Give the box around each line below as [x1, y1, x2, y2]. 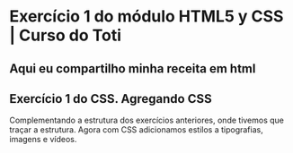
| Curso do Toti [9, 25, 122, 46]
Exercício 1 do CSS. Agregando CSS [9, 91, 213, 106]
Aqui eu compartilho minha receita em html [9, 61, 256, 76]
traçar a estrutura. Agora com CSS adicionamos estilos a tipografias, [9, 124, 263, 135]
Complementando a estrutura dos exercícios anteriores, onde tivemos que [9, 115, 285, 126]
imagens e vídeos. [9, 134, 77, 145]
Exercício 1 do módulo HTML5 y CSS [9, 6, 284, 27]
